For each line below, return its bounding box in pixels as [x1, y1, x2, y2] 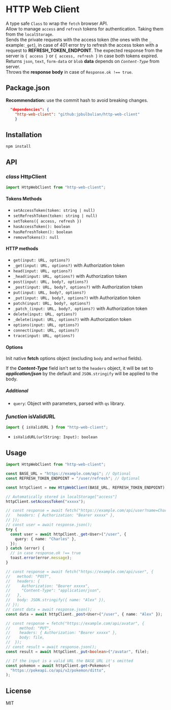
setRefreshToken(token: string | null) [13, 213, 98, 218]
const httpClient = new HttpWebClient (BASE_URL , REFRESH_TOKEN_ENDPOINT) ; [6, 485, 167, 490]
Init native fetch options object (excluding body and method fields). [6, 356, 143, 362]
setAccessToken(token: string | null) [13, 208, 95, 213]
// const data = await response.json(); [6, 607, 93, 612]
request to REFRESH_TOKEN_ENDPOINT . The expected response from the [6, 47, 163, 53]
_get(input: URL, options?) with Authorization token [13, 263, 125, 269]
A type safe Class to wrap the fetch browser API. [6, 20, 108, 26]
